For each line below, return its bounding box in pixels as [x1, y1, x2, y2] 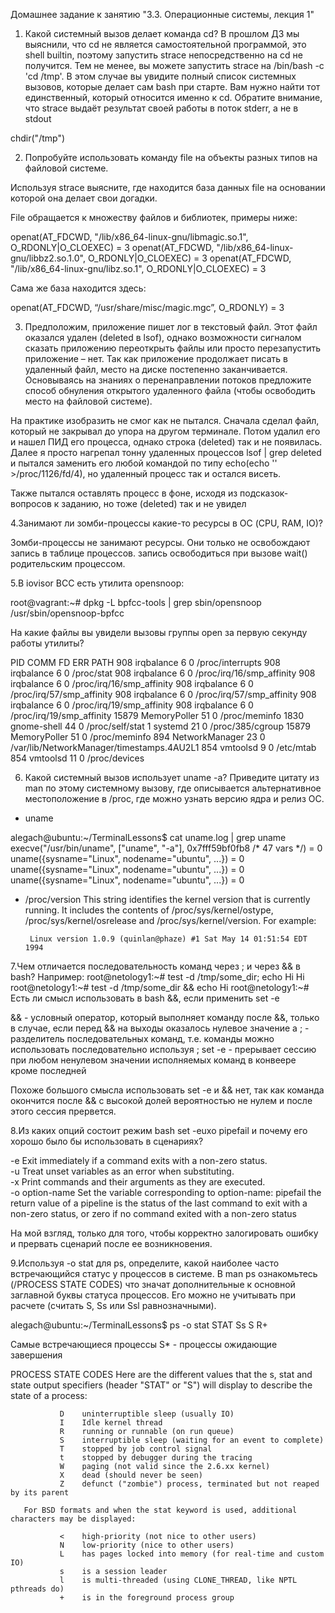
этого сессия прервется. [10, 1105, 117, 1117]
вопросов [10, 498, 52, 509]
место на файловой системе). [24, 395, 153, 407]
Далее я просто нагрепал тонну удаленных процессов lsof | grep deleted [10, 447, 322, 458]
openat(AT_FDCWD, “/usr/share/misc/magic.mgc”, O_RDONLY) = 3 [10, 302, 285, 313]
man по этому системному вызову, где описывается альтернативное [24, 782, 322, 794]
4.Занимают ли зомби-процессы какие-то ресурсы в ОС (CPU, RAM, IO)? [10, 517, 323, 529]
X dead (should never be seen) [59, 1470, 203, 1480]
